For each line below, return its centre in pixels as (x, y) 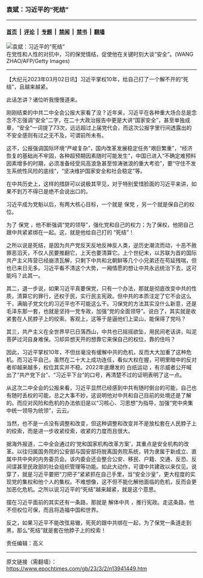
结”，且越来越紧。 (29, 87)
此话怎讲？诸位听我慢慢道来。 (43, 99)
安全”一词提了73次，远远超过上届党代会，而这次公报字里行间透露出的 (105, 127)
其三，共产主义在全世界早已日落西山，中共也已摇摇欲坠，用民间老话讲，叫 (99, 331)
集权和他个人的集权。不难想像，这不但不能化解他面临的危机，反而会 (107, 482)
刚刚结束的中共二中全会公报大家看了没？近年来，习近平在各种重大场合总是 (99, 112)
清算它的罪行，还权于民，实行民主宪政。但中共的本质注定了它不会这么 (104, 296)
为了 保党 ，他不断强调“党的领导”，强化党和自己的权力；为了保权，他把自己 (100, 224)
